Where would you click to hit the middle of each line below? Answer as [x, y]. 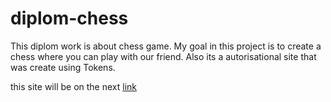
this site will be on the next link [74, 86]
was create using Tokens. [63, 67]
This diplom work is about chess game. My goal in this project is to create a [166, 46]
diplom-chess [69, 18]
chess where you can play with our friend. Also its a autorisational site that [163, 56]
